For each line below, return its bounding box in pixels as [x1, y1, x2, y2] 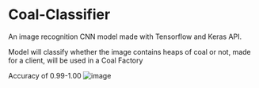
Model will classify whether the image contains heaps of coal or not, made [8, 47, 251, 56]
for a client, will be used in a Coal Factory [8, 55, 143, 65]
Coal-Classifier [8, 6, 111, 24]
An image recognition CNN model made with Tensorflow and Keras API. [8, 32, 242, 41]
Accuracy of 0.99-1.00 [8, 71, 82, 80]
